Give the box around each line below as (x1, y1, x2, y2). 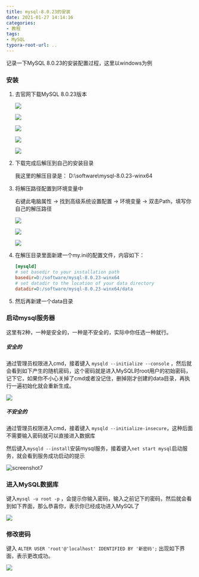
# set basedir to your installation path (14, 269, 120, 276)
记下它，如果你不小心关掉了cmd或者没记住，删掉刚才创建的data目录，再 (6, 374, 185, 382)
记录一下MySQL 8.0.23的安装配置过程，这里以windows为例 (6, 59, 152, 67)
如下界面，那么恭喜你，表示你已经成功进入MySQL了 (11, 503, 140, 510)
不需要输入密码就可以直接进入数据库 (6, 432, 96, 439)
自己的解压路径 (14, 205, 52, 213)
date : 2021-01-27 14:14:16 (6, 14, 74, 20)
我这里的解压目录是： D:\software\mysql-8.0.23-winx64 (14, 172, 153, 180)
